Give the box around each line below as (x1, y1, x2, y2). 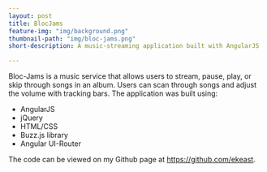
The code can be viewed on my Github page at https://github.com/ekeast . (8, 155, 256, 165)
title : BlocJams (8, 19, 63, 28)
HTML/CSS (19, 122, 58, 131)
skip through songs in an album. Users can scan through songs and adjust (8, 80, 257, 90)
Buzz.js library (19, 131, 69, 140)
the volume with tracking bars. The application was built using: (8, 88, 218, 98)
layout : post (8, 11, 53, 20)
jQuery (19, 113, 43, 123)
